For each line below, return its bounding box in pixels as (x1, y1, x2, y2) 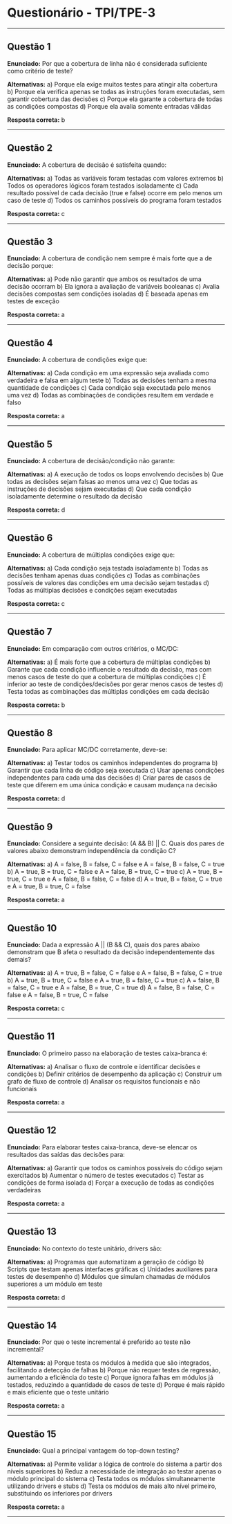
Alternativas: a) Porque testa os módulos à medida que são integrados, (7, 1359, 212, 1367)
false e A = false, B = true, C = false (7, 991, 109, 999)
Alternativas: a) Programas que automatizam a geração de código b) (7, 1257, 204, 1266)
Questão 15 (7, 1428, 57, 1440)
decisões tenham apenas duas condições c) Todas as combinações (7, 571, 200, 580)
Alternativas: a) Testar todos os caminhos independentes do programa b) (7, 759, 218, 767)
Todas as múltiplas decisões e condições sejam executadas (7, 586, 177, 594)
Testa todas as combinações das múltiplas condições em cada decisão (7, 687, 210, 695)
